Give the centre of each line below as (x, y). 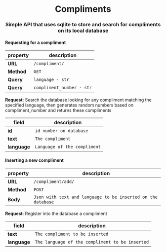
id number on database (62, 131)
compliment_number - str (63, 88)
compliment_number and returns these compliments (58, 110)
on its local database (83, 31)
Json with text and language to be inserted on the (96, 197)
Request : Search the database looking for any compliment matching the (78, 100)
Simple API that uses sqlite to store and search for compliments (83, 25)
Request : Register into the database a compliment (56, 214)
